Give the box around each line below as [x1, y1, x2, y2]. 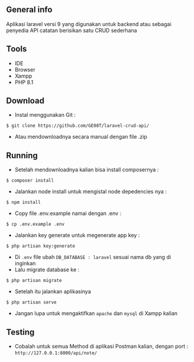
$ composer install [6, 178, 54, 184]
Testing [6, 327, 35, 337]
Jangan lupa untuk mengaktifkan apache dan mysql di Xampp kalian [14, 310, 178, 317]
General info [6, 5, 53, 15]
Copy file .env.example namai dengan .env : [14, 210, 122, 217]
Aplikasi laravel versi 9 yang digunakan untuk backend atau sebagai [6, 20, 172, 27]
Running [6, 150, 38, 161]
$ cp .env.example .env [6, 222, 65, 228]
